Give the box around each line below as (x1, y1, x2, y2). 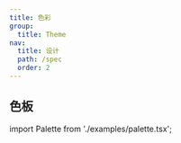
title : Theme (17, 30, 67, 39)
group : (9, 22, 34, 31)
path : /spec (17, 55, 63, 64)
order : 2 (17, 64, 50, 73)
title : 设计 (17, 47, 60, 56)
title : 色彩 (9, 13, 51, 22)
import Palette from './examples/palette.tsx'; (9, 123, 173, 134)
